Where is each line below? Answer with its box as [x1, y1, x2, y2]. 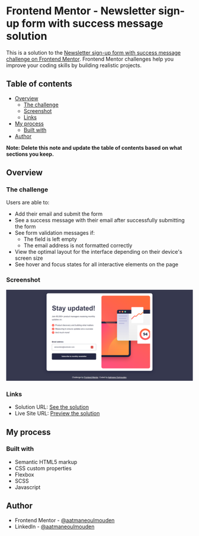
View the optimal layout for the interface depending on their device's [14, 248, 182, 256]
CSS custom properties [14, 465, 72, 472]
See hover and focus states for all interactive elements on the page [14, 261, 179, 268]
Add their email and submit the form [14, 210, 103, 217]
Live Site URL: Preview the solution [14, 410, 100, 417]
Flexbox [14, 471, 34, 478]
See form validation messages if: [14, 229, 95, 237]
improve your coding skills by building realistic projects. [6, 61, 142, 69]
